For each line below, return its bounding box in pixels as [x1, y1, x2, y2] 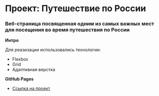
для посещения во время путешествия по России [5, 26, 130, 33]
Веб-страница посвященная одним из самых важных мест [5, 20, 155, 27]
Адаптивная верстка [12, 67, 55, 73]
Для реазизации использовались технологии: [5, 47, 101, 53]
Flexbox [12, 57, 28, 62]
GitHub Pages [5, 76, 34, 82]
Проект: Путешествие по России [5, 3, 146, 14]
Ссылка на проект [12, 86, 50, 92]
